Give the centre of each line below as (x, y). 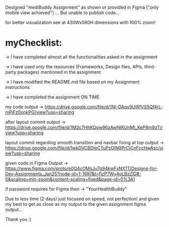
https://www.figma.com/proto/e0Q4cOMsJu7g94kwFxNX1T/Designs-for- (81, 168)
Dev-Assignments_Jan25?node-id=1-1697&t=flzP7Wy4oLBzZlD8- (73, 173)
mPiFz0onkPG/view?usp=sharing (40, 112)
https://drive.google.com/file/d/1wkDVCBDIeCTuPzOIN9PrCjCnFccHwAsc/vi (84, 148)
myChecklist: (34, 43)
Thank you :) (18, 219)
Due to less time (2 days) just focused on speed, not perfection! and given (82, 199)
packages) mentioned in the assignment (59, 72)
